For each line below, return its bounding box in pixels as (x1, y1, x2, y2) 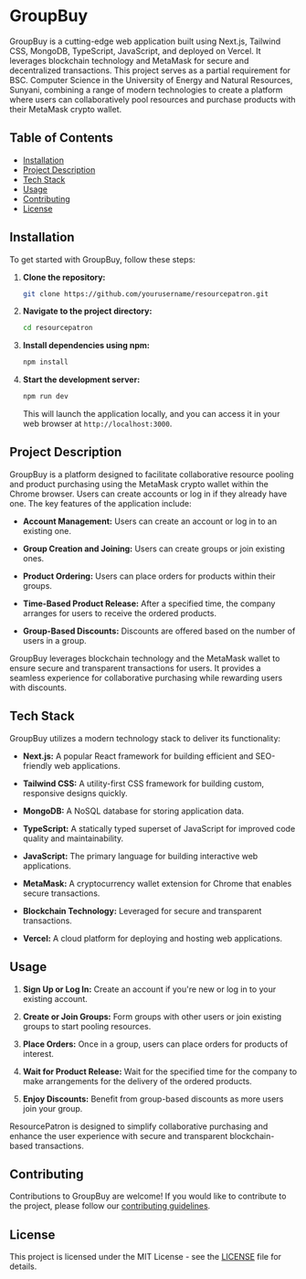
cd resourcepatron (22, 324, 93, 333)
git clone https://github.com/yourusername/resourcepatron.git (22, 289, 269, 298)
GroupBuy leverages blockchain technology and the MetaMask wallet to (9, 653, 280, 664)
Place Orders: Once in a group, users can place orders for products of (22, 1039, 289, 1050)
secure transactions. (22, 888, 100, 899)
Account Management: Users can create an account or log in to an (22, 516, 277, 527)
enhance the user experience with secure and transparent (9, 1130, 228, 1141)
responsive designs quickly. (22, 787, 128, 798)
